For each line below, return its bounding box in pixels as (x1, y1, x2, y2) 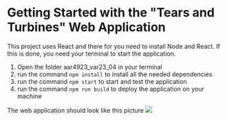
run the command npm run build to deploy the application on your (17, 85, 204, 93)
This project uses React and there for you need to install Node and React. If (7, 42, 220, 50)
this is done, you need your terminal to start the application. (7, 49, 176, 58)
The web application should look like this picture (7, 106, 144, 114)
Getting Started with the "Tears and (7, 5, 215, 21)
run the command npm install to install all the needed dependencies (17, 70, 213, 78)
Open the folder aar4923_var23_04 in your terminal (17, 63, 163, 71)
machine (17, 91, 43, 100)
